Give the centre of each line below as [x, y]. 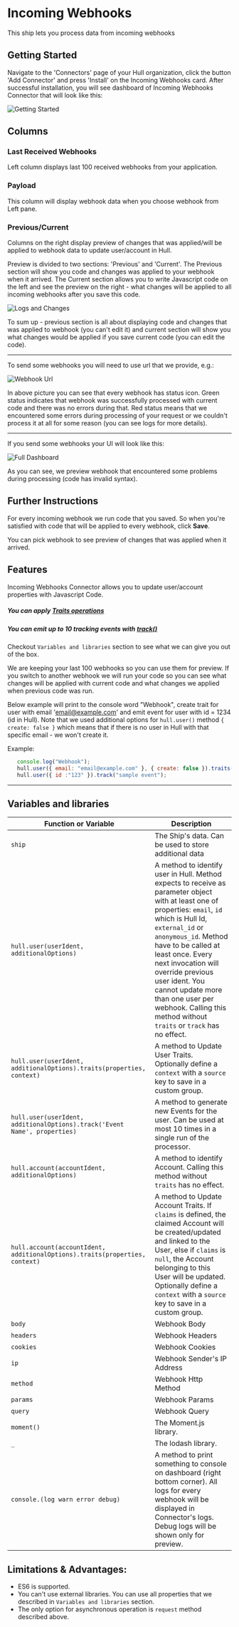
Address [169, 1368]
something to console [191, 1464]
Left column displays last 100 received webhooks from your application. [113, 167]
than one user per [184, 999]
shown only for [180, 1535]
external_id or [179, 928]
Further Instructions [53, 501]
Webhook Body [180, 1324]
